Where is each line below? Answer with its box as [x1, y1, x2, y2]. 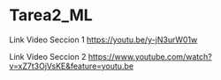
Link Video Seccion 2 [9, 51, 87, 62]
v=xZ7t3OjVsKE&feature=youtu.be [9, 61, 134, 71]
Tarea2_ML [9, 5, 93, 25]
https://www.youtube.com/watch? [88, 51, 212, 62]
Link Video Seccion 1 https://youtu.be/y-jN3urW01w [9, 34, 198, 45]
